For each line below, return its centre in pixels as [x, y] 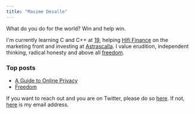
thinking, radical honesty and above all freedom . [65, 52]
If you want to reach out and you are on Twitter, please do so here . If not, [95, 98]
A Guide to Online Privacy [46, 80]
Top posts [21, 67]
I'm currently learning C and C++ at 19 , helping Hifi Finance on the [87, 40]
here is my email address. [38, 105]
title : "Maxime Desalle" [37, 12]
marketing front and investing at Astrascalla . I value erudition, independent [97, 46]
